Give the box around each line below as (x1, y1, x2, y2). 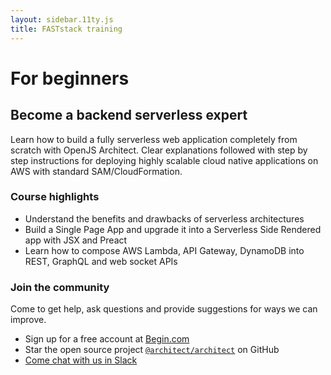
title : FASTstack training (10, 24, 123, 34)
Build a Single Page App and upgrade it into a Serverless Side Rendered (24, 223, 322, 235)
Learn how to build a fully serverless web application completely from (10, 133, 298, 145)
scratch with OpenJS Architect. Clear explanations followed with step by (10, 144, 308, 156)
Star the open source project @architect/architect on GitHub (24, 344, 280, 356)
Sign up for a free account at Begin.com (24, 333, 190, 345)
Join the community (10, 280, 110, 294)
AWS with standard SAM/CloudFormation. (10, 165, 183, 177)
